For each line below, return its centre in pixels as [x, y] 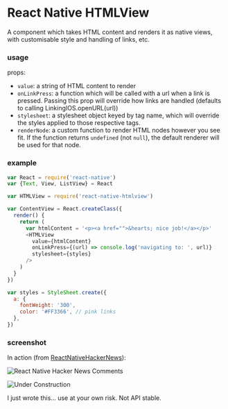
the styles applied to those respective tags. [79, 123]
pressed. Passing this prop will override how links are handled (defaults [119, 101]
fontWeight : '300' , [48, 306]
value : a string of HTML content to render [77, 86]
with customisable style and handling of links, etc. [79, 39]
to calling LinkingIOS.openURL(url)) [68, 108]
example [22, 163]
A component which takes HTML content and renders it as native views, [110, 32]
